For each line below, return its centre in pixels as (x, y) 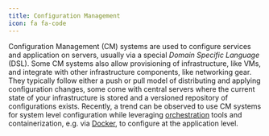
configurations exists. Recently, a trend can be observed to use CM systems (135, 106)
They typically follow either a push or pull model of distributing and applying (134, 80)
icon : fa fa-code (37, 23)
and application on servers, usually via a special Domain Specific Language (134, 55)
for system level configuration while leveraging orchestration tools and (125, 114)
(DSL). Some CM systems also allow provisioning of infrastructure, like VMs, (135, 63)
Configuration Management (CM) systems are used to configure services (130, 46)
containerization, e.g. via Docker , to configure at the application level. (124, 123)
